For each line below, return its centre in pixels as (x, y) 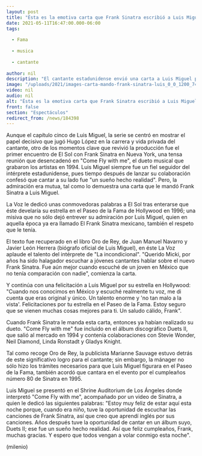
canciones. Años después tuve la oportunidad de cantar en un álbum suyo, (99, 422)
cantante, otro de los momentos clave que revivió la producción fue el (93, 148)
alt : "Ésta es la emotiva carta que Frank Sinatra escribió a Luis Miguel (102, 101)
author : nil (21, 73)
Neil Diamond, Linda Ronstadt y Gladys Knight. (64, 342)
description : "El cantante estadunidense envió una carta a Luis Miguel (99, 79)
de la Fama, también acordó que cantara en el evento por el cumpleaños (96, 372)
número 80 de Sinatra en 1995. (44, 379)
